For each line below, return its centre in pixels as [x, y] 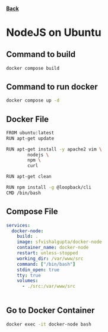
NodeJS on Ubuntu [54, 32]
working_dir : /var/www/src [50, 259]
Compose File [32, 212]
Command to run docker [52, 87]
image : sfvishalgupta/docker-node [59, 242]
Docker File [28, 119]
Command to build [41, 55]
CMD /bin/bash [24, 193]
